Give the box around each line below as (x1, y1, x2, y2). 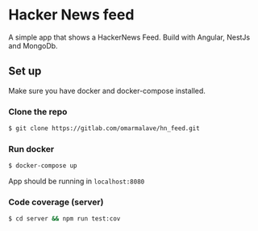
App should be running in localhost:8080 (8, 176, 145, 187)
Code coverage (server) (8, 196, 104, 208)
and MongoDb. (8, 40, 58, 50)
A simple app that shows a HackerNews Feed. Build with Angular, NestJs (8, 32, 251, 42)
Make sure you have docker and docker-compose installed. (8, 86, 206, 95)
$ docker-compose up (8, 162, 78, 170)
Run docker (8, 143, 55, 154)
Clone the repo (8, 106, 68, 117)
